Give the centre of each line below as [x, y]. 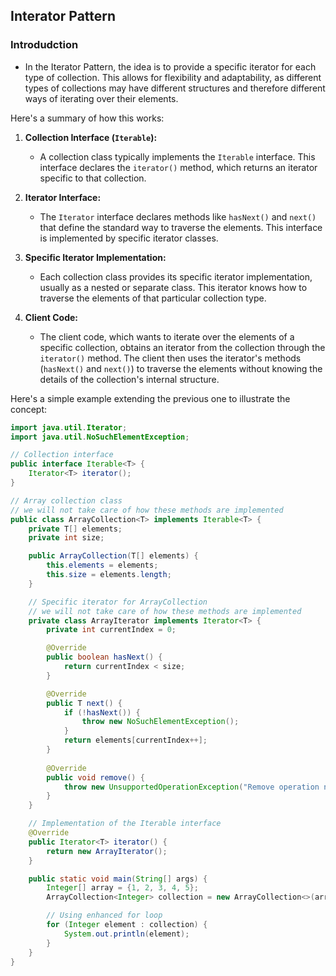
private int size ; [66, 538]
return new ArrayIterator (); [107, 851]
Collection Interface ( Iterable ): [91, 137]
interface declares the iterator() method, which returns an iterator [178, 167]
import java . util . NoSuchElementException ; [100, 437]
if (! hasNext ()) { [102, 712]
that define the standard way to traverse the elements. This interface [181, 227]
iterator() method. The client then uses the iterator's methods [170, 358]
